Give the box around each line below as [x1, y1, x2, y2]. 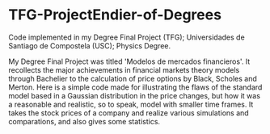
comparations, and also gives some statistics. [8, 116, 160, 126]
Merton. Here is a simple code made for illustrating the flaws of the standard [8, 82, 263, 92]
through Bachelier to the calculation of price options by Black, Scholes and [8, 73, 257, 83]
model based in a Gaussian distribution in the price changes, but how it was [8, 90, 261, 100]
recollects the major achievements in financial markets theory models [8, 65, 240, 74]
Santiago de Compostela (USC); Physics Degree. [8, 40, 171, 50]
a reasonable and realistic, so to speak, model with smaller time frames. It [8, 99, 254, 109]
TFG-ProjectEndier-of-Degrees [8, 6, 222, 24]
